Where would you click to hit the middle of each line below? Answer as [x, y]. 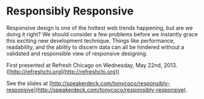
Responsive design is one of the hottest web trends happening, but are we [100, 28]
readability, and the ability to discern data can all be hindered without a [95, 47]
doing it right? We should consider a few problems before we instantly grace [102, 34]
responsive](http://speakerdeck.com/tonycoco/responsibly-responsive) [96, 89]
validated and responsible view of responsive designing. [77, 53]
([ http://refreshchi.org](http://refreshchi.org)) [63, 71]
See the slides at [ [29, 83]
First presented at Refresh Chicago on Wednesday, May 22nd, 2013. [92, 65]
